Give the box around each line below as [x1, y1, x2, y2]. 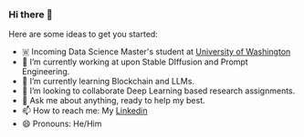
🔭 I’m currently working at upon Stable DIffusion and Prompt [21, 56, 248, 67]
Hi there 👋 [8, 8, 54, 21]
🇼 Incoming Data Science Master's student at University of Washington [21, 46, 291, 57]
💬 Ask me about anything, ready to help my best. [21, 95, 206, 106]
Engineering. [21, 66, 70, 77]
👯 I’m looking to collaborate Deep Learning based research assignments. [21, 85, 296, 96]
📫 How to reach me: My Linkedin [21, 105, 148, 116]
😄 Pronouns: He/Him [21, 118, 102, 130]
